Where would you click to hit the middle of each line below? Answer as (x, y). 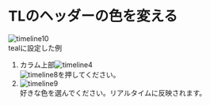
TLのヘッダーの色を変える (93, 16)
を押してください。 (89, 74)
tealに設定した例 (35, 47)
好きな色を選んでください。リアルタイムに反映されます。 (113, 92)
